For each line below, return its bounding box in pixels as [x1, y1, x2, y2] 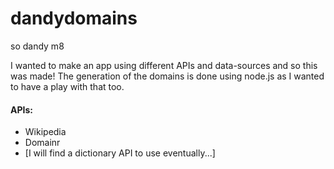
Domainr [24, 137, 61, 149]
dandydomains [10, 7, 138, 30]
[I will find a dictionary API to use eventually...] [24, 147, 216, 159]
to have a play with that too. [10, 80, 125, 92]
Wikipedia [24, 126, 67, 138]
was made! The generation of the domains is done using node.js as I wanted [10, 70, 325, 82]
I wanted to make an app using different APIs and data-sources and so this [10, 59, 318, 71]
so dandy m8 [10, 40, 65, 52]
